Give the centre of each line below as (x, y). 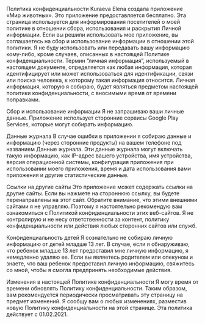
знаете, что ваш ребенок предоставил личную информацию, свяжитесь (100, 264)
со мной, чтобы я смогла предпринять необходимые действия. (89, 270)
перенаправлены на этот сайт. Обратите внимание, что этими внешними (102, 200)
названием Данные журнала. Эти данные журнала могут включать (95, 149)
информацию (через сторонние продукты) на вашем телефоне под (94, 142)
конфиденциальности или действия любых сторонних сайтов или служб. (102, 226)
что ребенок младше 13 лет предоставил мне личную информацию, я (98, 250)
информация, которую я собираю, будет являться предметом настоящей (102, 87)
